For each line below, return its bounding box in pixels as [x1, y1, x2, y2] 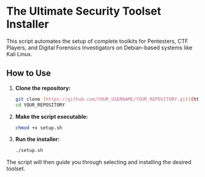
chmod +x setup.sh [15, 125, 62, 131]
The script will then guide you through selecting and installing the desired [6, 159, 192, 166]
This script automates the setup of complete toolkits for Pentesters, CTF [6, 37, 188, 45]
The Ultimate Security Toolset [6, 4, 162, 18]
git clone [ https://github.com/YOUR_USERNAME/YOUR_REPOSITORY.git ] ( [15, 96, 194, 102]
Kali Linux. [6, 50, 32, 57]
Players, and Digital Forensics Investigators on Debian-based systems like [6, 44, 193, 51]
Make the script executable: [15, 113, 89, 120]
